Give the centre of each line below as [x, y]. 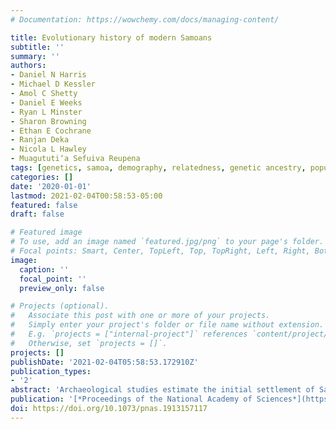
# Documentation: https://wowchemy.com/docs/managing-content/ [145, 19]
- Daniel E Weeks [46, 102]
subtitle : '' [37, 47]
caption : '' [44, 269]
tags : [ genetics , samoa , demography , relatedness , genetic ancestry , [158, 168]
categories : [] [42, 177]
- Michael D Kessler [53, 84]
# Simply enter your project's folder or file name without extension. [167, 325]
